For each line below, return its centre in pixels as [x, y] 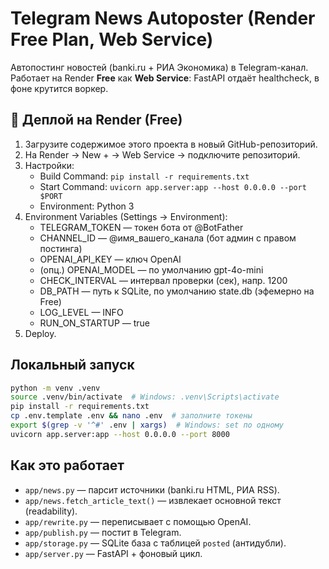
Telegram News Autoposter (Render [163, 18]
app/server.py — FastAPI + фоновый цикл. [113, 553]
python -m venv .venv [55, 388]
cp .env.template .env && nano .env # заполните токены [131, 416]
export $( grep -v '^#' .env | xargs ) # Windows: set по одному [147, 425]
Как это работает [67, 465]
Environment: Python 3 [87, 206]
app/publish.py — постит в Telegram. [103, 532]
